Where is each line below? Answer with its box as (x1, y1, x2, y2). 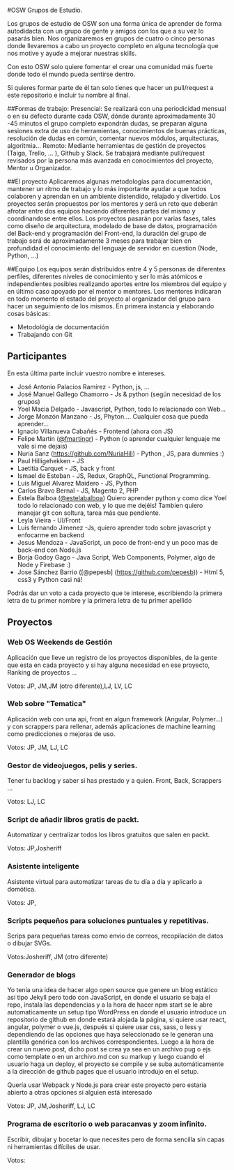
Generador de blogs (7, 970, 76, 980)
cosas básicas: (7, 310, 50, 317)
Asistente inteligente (7, 862, 79, 871)
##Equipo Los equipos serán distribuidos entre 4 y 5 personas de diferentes (7, 265, 226, 273)
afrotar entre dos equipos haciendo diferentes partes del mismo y (7, 207, 196, 215)
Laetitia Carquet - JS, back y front (17, 464, 115, 472)
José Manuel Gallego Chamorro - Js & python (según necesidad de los (17, 390, 221, 398)
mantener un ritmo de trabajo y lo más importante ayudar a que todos (7, 185, 207, 193)
